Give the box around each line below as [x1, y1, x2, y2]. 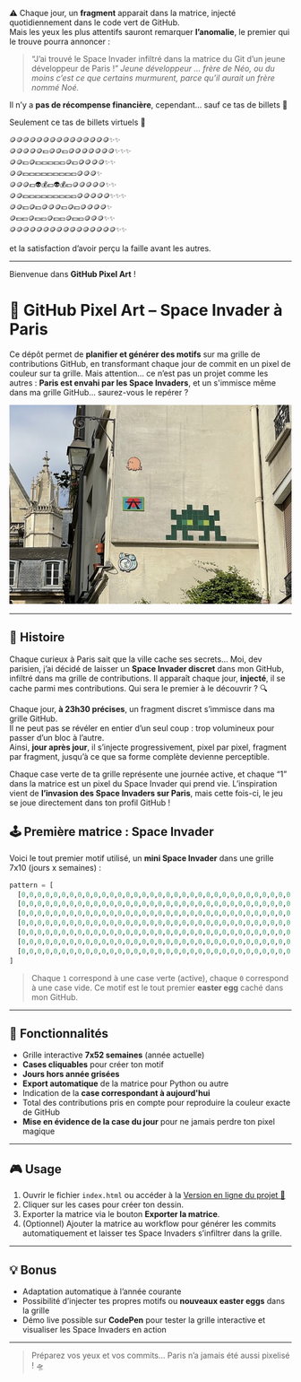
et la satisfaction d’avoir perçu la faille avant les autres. [9, 243, 212, 254]
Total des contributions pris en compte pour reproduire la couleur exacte [21, 1098, 291, 1108]
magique [21, 1126, 56, 1137]
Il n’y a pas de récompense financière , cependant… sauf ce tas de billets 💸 [9, 100, 288, 110]
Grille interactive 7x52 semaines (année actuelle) [21, 1049, 205, 1061]
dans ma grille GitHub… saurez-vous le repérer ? [9, 387, 189, 397]
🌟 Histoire [9, 630, 65, 645]
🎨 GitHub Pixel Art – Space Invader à [9, 300, 283, 321]
